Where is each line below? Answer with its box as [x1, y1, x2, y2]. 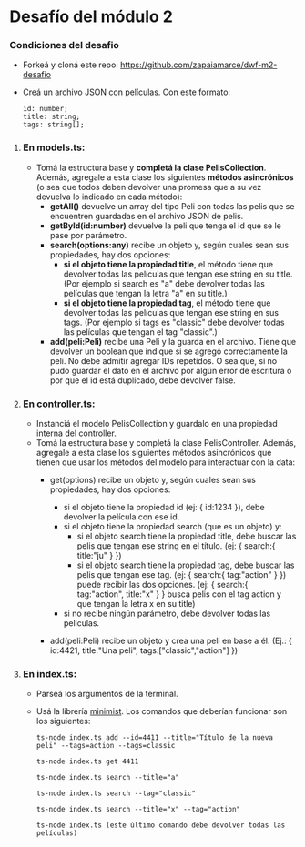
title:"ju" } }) [76, 550, 122, 561]
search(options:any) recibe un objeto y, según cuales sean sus [49, 239, 290, 250]
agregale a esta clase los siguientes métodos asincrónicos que [36, 448, 272, 459]
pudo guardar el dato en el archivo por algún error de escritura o [49, 365, 292, 376]
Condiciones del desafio [9, 39, 120, 52]
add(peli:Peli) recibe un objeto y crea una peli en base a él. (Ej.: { [49, 635, 293, 647]
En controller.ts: [22, 398, 96, 410]
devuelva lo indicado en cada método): [36, 191, 183, 202]
